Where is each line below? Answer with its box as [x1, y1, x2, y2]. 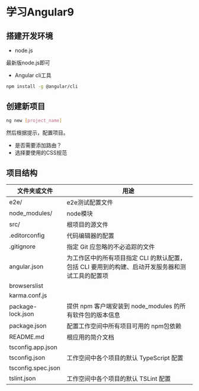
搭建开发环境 [6, 31, 53, 41]
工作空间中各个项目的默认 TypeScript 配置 [66, 354, 184, 362]
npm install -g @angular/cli [6, 84, 78, 89]
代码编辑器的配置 [66, 232, 114, 240]
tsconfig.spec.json [9, 364, 60, 372]
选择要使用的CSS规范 [14, 149, 67, 156]
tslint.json [9, 374, 36, 383]
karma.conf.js [9, 291, 47, 300]
